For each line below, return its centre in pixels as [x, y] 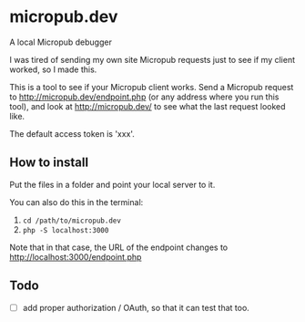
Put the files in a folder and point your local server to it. [112, 184]
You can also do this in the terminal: [76, 202]
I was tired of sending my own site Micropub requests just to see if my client [152, 59]
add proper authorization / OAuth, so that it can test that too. [136, 307]
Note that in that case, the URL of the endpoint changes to [119, 247]
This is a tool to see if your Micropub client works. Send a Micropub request [152, 87]
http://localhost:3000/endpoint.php [76, 256]
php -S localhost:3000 [66, 230]
